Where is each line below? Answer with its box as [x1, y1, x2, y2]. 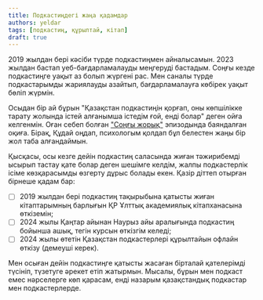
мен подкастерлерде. [8, 284, 82, 293]
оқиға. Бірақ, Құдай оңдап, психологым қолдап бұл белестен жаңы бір [8, 128, 246, 138]
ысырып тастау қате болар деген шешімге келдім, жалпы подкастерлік [8, 160, 249, 169]
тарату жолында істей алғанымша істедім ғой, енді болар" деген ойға [8, 111, 243, 121]
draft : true [8, 33, 47, 42]
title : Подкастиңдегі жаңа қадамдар [8, 11, 128, 20]
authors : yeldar [8, 19, 61, 27]
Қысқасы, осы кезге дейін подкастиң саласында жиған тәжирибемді [8, 152, 241, 161]
